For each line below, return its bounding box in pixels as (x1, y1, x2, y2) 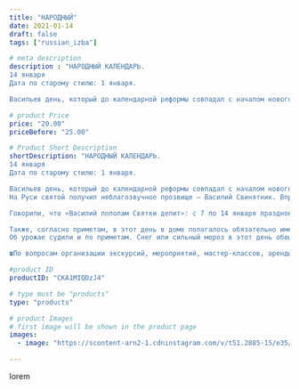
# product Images (9, 313, 74, 323)
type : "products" (9, 297, 74, 307)
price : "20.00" (9, 119, 66, 128)
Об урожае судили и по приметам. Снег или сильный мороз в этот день (9, 233, 273, 242)
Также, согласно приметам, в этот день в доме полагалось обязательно (9, 224, 277, 234)
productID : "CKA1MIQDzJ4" (9, 273, 105, 282)
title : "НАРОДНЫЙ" (9, 12, 77, 22)
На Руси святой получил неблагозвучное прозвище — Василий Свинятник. (9, 192, 277, 201)
